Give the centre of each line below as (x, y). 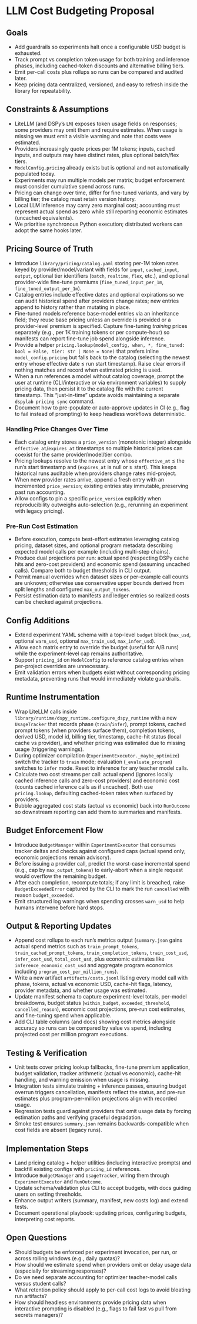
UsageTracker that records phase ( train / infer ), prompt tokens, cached (100, 724)
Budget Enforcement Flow (55, 830)
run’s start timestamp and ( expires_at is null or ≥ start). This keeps (96, 467)
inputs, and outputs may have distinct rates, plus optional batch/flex (97, 155)
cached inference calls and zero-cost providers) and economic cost (97, 780)
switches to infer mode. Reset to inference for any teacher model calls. (101, 768)
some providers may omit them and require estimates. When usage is (99, 130)
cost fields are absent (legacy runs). (58, 1130)
